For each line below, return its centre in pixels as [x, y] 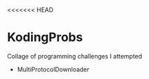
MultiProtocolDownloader [53, 69]
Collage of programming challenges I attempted [75, 56]
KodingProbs [45, 37]
